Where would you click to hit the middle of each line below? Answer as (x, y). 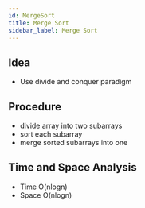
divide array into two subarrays (71, 125)
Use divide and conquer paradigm (76, 82)
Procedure (35, 107)
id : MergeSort (32, 15)
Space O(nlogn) (46, 195)
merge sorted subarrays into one (74, 143)
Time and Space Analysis (72, 168)
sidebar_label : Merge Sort (53, 30)
